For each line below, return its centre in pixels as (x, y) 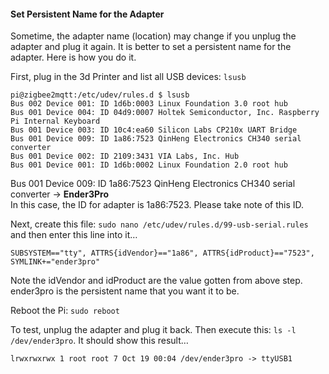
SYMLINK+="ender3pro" (55, 262)
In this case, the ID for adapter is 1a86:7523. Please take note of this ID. (157, 205)
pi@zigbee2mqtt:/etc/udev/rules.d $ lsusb (100, 95)
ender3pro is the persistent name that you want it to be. (125, 291)
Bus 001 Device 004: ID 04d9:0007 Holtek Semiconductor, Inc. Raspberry (165, 113)
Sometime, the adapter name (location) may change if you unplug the (153, 36)
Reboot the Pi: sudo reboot (65, 311)
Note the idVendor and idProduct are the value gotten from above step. (156, 281)
